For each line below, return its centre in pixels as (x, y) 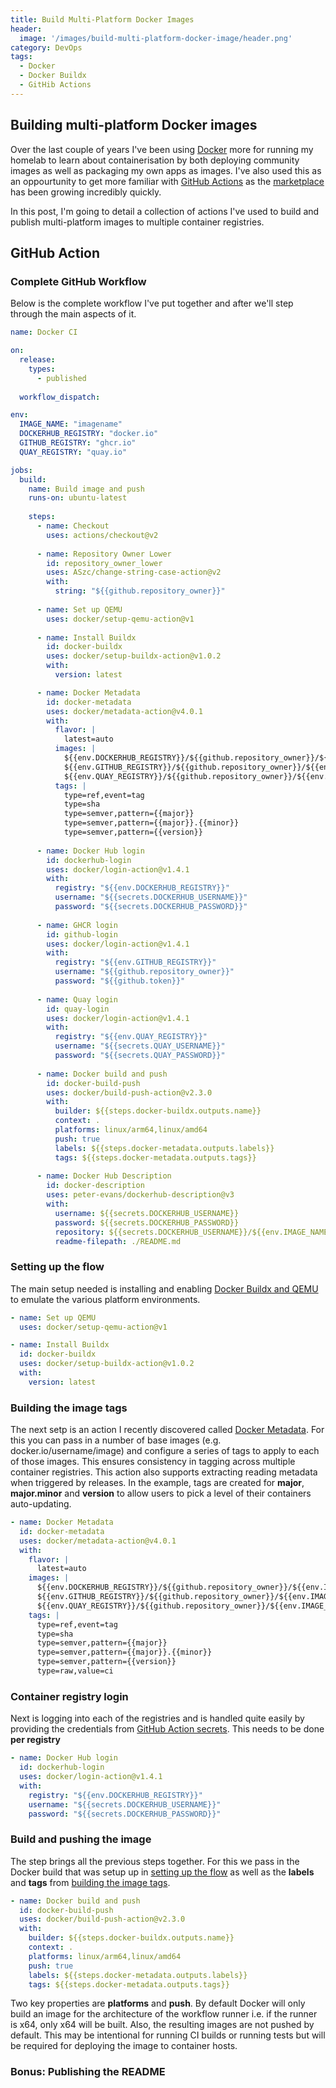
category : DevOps (46, 47)
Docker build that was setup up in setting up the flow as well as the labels (162, 1872)
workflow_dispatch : (60, 397)
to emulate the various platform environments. (105, 1299)
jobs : (21, 470)
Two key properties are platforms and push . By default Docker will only (158, 2003)
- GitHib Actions (55, 85)
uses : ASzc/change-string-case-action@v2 (134, 572)
